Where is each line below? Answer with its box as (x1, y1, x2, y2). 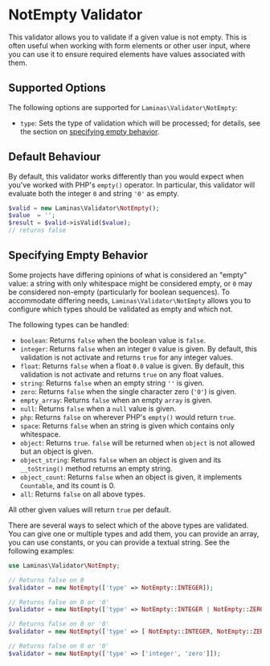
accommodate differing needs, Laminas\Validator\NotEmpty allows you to (8, 295, 252, 305)
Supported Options (8, 81, 106, 95)
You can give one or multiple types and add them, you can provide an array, (8, 528, 260, 538)
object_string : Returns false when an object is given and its (19, 454, 222, 464)
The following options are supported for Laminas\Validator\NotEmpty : (8, 102, 238, 112)
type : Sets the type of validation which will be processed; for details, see (19, 118, 261, 128)
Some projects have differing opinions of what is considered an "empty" (8, 269, 247, 279)
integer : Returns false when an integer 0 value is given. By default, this (19, 343, 257, 353)
